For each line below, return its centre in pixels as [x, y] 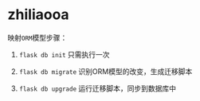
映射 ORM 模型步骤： [37, 37]
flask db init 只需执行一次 [64, 54]
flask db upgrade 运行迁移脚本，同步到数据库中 [98, 88]
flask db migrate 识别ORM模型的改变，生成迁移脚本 [106, 71]
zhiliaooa [38, 15]
